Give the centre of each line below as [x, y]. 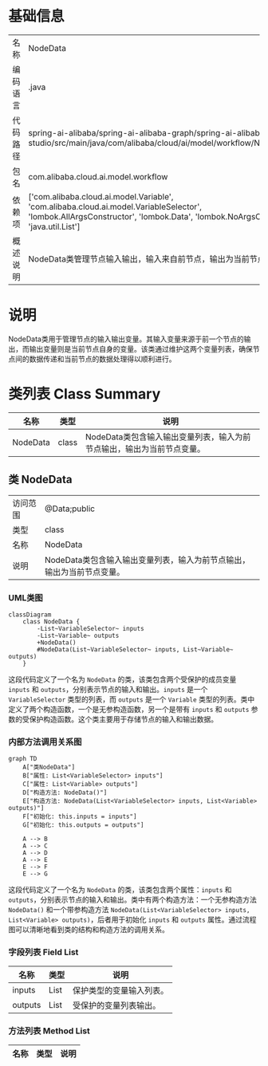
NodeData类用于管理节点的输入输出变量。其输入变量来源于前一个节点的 [126, 339]
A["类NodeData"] [49, 767]
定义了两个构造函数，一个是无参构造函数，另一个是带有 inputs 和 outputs [129, 709]
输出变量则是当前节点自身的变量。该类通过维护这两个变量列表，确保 [141, 348]
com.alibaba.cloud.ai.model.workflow [98, 176]
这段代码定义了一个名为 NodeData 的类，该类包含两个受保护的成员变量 [122, 679]
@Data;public [70, 509]
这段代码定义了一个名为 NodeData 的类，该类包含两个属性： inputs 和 [120, 890]
